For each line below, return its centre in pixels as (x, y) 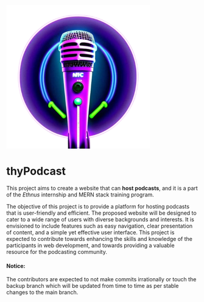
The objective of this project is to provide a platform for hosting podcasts (98, 206)
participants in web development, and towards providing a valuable (90, 245)
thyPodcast (36, 171)
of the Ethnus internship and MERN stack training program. (80, 195)
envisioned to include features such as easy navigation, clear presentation (100, 226)
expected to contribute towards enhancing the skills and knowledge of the (100, 239)
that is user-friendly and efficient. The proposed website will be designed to (101, 213)
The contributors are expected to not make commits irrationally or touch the (101, 279)
